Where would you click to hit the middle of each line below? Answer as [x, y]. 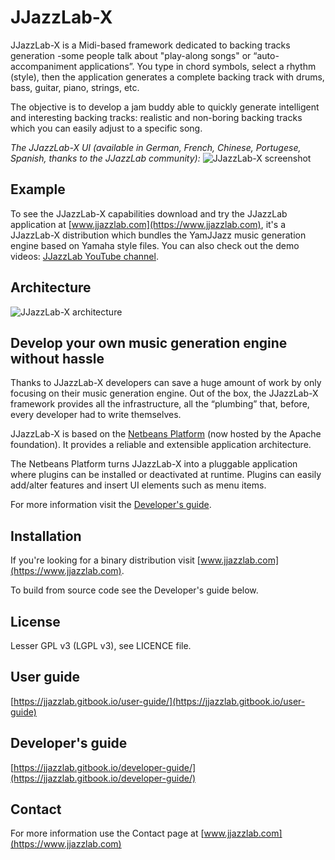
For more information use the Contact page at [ [107, 833]
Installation [46, 536]
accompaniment [44, 66]
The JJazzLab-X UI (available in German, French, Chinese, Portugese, [156, 147]
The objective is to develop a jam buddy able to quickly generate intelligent [165, 107]
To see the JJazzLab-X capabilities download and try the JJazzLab [149, 213]
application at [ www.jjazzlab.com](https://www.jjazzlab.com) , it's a [148, 224]
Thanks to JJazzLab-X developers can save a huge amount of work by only [166, 383]
